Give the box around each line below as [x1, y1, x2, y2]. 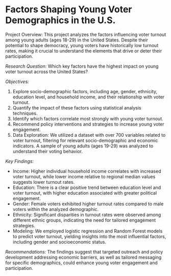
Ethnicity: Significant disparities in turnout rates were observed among [12, 211, 161, 218]
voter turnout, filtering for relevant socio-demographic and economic [12, 137, 158, 143]
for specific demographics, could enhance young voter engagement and [5, 260, 158, 266]
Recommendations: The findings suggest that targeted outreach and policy [5, 248, 163, 254]
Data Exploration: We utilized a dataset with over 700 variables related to [12, 132, 166, 138]
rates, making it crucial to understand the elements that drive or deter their [5, 48, 162, 54]
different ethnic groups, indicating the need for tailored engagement [12, 217, 156, 223]
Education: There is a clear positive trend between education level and [12, 184, 161, 190]
